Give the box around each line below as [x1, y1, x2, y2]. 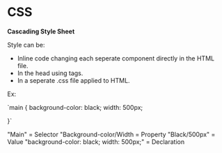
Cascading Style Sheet [7, 27, 75, 35]
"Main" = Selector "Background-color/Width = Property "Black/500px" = [7, 130, 216, 138]
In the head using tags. [17, 69, 84, 77]
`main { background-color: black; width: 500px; [7, 103, 143, 111]
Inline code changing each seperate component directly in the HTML [17, 54, 214, 63]
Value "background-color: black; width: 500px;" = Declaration [7, 137, 185, 146]
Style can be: [7, 40, 45, 49]
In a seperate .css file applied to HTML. [17, 76, 130, 84]
